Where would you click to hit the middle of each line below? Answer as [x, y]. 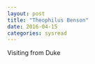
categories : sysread [37, 33]
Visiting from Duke [34, 53]
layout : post [26, 14]
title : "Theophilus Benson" [48, 20]
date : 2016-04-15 [32, 26]
